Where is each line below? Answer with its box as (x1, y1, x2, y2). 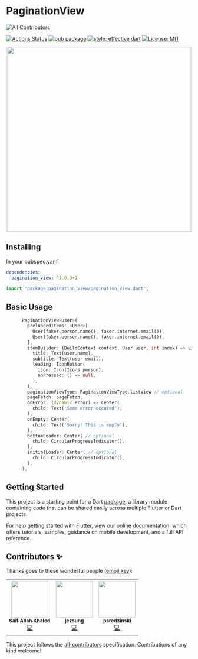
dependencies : (6, 269, 41, 275)
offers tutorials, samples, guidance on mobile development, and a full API (6, 528, 184, 535)
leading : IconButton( (32, 362, 85, 368)
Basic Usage (6, 301, 53, 311)
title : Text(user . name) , (32, 350, 94, 356)
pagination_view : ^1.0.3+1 (11, 275, 78, 281)
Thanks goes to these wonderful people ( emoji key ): (6, 567, 133, 574)
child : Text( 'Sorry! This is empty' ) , (32, 421, 128, 428)
